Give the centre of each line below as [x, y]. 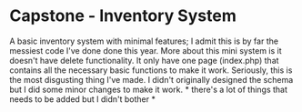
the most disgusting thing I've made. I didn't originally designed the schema [151, 79]
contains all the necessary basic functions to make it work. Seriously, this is [151, 70]
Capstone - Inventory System [123, 16]
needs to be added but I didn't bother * [83, 99]
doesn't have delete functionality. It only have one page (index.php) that [144, 60]
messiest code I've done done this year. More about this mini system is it [146, 50]
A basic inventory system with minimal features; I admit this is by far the [144, 41]
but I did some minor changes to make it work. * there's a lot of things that [149, 89]
